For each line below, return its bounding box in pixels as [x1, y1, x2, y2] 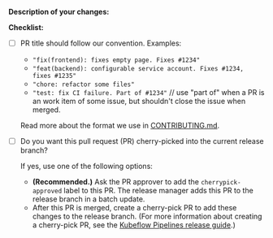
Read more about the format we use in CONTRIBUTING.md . [19, 121, 220, 131]
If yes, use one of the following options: [19, 162, 153, 171]
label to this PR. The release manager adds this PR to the [63, 186, 253, 196]
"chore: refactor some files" [32, 80, 136, 89]
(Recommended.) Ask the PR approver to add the [32, 177, 199, 187]
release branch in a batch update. [32, 194, 145, 204]
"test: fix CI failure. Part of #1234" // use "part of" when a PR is [32, 88, 265, 97]
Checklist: [8, 23, 45, 32]
